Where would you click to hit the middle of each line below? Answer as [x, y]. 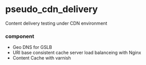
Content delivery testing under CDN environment [56, 23]
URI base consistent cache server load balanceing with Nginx [77, 53]
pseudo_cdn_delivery [51, 9]
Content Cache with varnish [42, 58]
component [20, 36]
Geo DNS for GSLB [32, 47]
